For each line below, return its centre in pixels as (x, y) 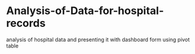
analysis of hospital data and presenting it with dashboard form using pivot (98, 39)
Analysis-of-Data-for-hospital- (85, 11)
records (26, 23)
